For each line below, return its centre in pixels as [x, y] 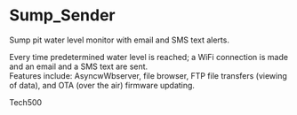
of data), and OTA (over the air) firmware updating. [102, 85]
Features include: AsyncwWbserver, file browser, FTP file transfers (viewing [148, 75]
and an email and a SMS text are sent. [79, 66]
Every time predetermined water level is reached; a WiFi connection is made [149, 57]
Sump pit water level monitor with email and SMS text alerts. [119, 40]
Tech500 [26, 102]
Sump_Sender [62, 15]
